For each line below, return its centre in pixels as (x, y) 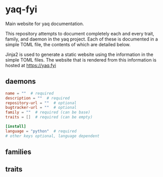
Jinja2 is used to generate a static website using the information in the (79, 54)
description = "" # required (38, 98)
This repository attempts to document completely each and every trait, (80, 33)
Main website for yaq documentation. (45, 24)
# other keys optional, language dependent (53, 136)
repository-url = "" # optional (41, 103)
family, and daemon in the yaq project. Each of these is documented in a (81, 39)
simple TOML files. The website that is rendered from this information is (81, 60)
